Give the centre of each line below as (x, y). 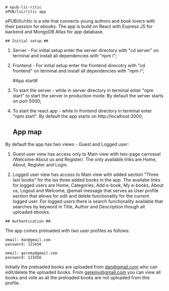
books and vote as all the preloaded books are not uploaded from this (77, 277)
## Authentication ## (28, 221)
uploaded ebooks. (31, 212)
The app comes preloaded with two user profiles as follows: (67, 230)
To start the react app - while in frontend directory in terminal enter (82, 111)
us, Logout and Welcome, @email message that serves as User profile (86, 190)
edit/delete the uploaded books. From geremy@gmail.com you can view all (83, 272)
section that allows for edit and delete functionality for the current (81, 196)
